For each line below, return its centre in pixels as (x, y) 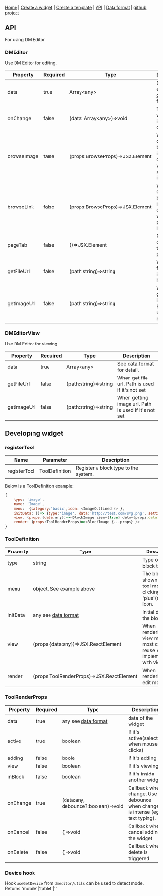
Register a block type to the (107, 468)
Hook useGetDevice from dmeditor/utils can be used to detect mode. (74, 883)
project (12, 13)
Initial (148, 612)
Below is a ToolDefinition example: (39, 486)
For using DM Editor (25, 39)
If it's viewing (143, 766)
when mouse (143, 744)
